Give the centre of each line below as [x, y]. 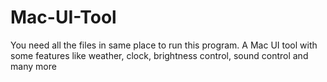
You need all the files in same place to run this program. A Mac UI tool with [164, 45]
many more [33, 66]
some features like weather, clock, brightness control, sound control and [159, 55]
